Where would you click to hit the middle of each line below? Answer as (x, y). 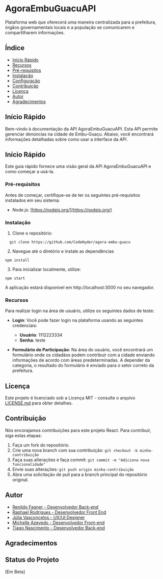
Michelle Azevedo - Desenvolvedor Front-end (58, 523)
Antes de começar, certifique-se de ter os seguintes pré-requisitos (73, 195)
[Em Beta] (15, 572)
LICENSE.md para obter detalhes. (39, 403)
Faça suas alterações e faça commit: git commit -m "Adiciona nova (81, 460)
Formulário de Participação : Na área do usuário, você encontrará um (82, 350)
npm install (17, 260)
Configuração (26, 80)
